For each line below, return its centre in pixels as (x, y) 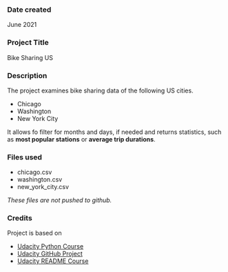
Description (27, 75)
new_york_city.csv (43, 187)
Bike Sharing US (30, 57)
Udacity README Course (53, 261)
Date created (29, 10)
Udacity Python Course (50, 246)
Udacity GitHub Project (50, 254)
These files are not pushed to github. (60, 200)
